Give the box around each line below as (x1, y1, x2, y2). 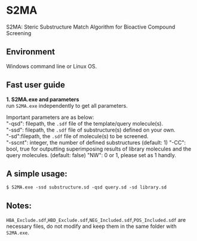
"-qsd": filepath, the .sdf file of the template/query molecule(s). (6, 120, 163, 127)
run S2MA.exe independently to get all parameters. (6, 102, 128, 109)
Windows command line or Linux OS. (6, 62, 97, 70)
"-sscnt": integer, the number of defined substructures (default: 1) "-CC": (6, 139, 186, 146)
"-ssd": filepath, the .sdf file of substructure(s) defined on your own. (6, 126, 176, 133)
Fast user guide (6, 80, 66, 90)
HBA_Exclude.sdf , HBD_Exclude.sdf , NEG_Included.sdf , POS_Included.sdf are (6, 217, 186, 224)
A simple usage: (6, 168, 67, 179)
